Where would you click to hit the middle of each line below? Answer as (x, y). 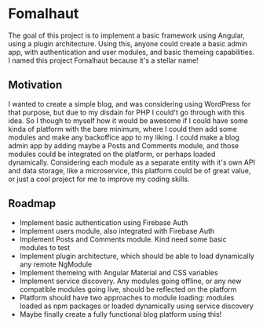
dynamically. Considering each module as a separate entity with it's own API (131, 162)
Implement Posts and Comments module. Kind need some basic (123, 239)
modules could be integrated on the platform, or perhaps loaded (112, 154)
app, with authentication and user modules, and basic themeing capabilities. (131, 52)
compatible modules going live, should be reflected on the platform (128, 289)
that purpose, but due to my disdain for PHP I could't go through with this (126, 112)
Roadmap (32, 203)
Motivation (35, 85)
